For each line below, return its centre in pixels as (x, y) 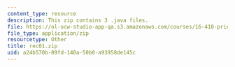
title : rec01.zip (33, 46)
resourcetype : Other (37, 40)
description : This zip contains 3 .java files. (78, 20)
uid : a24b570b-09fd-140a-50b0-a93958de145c (72, 53)
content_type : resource (42, 14)
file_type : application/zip (48, 33)
